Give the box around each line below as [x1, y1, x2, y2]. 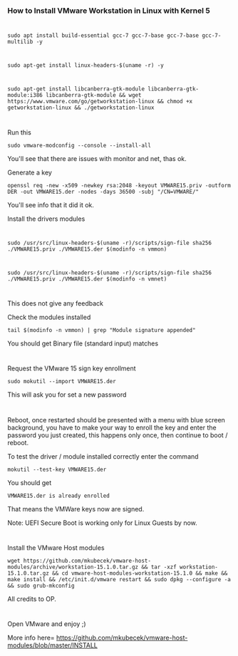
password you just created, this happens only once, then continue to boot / [7, 430, 228, 439]
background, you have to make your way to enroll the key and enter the [7, 423, 217, 432]
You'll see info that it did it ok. [7, 200, 95, 209]
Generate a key [7, 168, 52, 177]
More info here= [7, 633, 55, 642]
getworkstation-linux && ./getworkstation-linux [7, 104, 155, 112]
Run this [7, 127, 32, 137]
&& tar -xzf [141, 563, 177, 571]
